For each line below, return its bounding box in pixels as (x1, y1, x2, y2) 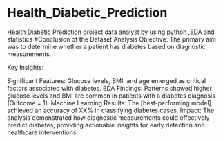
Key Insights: (7, 63, 44, 71)
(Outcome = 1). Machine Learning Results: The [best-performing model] (7, 98, 212, 107)
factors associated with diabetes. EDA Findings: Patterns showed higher (7, 84, 213, 92)
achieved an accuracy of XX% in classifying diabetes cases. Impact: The (7, 106, 215, 114)
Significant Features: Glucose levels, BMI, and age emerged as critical (7, 76, 206, 85)
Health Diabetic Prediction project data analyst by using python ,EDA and (7, 28, 215, 36)
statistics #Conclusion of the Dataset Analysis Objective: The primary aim (7, 35, 216, 43)
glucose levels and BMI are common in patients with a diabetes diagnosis (7, 91, 216, 100)
